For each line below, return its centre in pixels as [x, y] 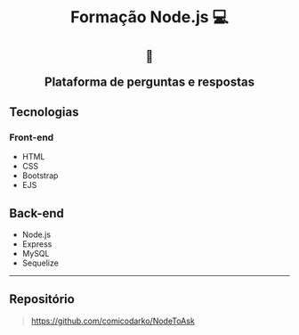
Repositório [42, 299]
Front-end [32, 137]
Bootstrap [40, 176]
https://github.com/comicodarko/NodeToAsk [113, 321]
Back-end [37, 213]
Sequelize [40, 263]
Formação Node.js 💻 [149, 17]
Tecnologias [44, 112]
